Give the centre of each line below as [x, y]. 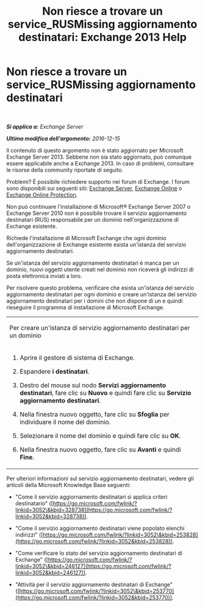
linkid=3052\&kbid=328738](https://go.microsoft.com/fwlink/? [94, 510]
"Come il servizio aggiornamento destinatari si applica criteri [91, 497]
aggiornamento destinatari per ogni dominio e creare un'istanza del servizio [102, 294]
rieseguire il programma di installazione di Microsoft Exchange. [85, 307]
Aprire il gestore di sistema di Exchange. [77, 358]
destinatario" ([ [34, 503]
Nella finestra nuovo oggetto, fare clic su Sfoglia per [95, 414]
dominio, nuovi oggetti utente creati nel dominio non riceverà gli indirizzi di [100, 269]
